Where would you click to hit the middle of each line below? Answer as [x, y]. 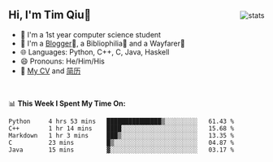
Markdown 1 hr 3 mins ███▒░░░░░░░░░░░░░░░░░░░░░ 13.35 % [121, 135]
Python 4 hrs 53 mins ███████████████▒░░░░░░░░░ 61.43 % [121, 121]
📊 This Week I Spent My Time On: [67, 103]
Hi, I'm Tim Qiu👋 [50, 15]
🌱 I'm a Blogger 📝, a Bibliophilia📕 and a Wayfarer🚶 [102, 43]
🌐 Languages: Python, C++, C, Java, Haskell [95, 52]
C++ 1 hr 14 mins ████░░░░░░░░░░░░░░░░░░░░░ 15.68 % [121, 128]
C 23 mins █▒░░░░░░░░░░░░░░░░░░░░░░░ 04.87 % [121, 142]
